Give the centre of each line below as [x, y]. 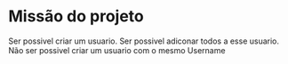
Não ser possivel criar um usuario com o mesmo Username [117, 50]
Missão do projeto [76, 16]
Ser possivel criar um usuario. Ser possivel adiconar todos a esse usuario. [144, 41]
